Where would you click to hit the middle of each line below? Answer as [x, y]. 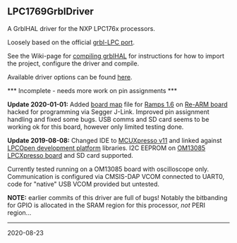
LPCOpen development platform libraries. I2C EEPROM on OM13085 [107, 148]
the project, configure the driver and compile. [73, 63]
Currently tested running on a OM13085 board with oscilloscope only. [108, 169]
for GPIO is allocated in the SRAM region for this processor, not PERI [107, 205]
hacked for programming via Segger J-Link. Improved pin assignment [108, 111]
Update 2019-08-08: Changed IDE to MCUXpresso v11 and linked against [115, 140]
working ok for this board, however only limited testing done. [96, 127]
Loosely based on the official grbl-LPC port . [71, 42]
